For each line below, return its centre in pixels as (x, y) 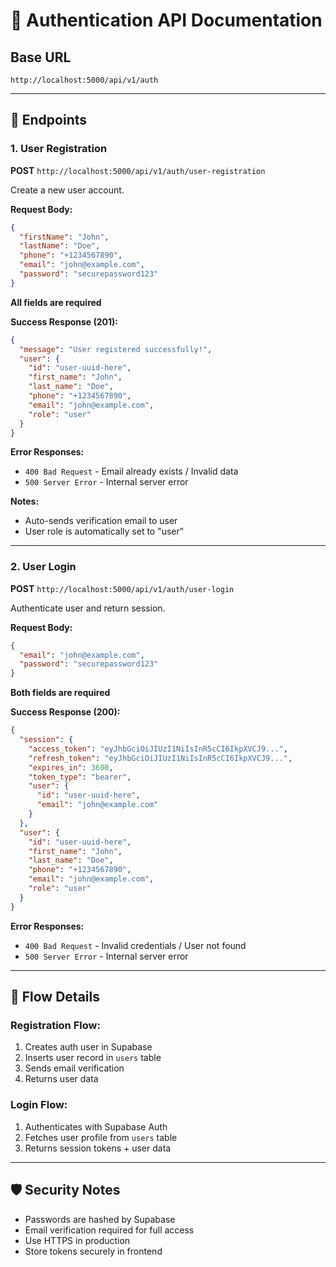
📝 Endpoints (49, 120)
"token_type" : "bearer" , (80, 777)
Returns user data (61, 1079)
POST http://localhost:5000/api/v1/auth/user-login (122, 588)
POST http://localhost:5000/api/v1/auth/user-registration (138, 170)
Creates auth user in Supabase (88, 1047)
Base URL (41, 57)
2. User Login (43, 567)
